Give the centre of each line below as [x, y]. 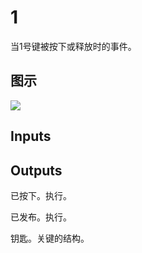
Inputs [31, 136]
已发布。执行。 [41, 217]
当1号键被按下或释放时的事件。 [73, 46]
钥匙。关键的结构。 [50, 238]
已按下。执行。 [41, 195]
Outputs [36, 170]
